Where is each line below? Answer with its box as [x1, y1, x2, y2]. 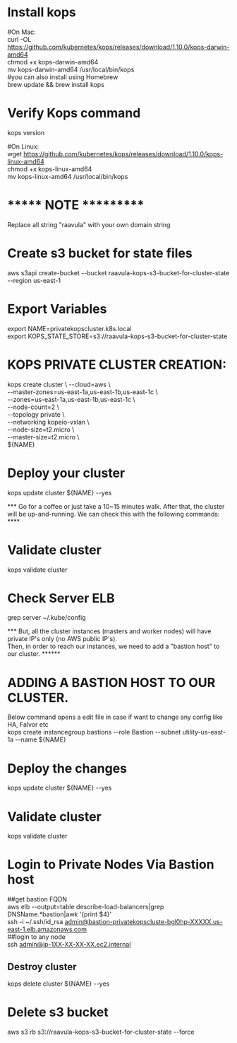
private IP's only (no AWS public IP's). [7, 635, 118, 643]
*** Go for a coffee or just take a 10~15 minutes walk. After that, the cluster [7, 502, 225, 510]
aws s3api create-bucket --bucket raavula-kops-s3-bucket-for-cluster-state [7, 268, 230, 277]
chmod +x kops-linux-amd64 [7, 164, 92, 173]
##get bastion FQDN [7, 895, 68, 904]
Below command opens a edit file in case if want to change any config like [7, 713, 224, 722]
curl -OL [7, 35, 32, 43]
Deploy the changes [7, 760, 128, 776]
